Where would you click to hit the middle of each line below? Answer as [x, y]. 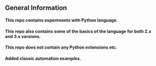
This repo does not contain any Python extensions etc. [61, 47]
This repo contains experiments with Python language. [62, 20]
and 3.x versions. [23, 36]
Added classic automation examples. [43, 58]
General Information [36, 8]
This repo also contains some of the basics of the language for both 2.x [78, 31]
